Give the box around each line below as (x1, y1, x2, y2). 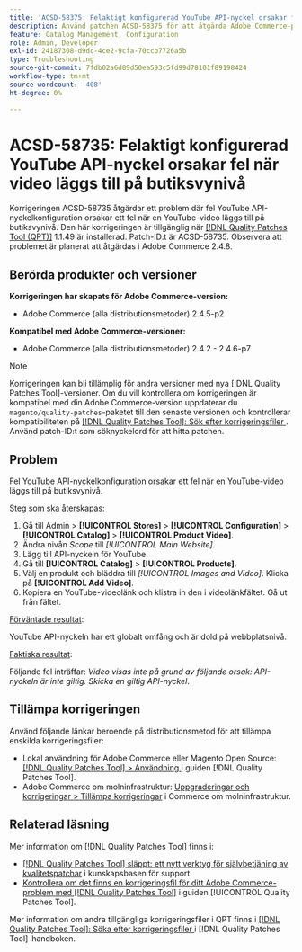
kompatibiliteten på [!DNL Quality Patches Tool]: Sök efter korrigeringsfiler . (9, 416, 289, 427)
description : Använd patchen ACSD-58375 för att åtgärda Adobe (9, 22, 252, 31)
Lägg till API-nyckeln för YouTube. (22, 549, 148, 560)
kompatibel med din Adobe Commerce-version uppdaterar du (9, 397, 238, 408)
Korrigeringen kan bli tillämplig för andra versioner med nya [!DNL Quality (9, 378, 281, 389)
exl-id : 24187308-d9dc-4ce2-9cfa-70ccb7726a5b (9, 47, 187, 56)
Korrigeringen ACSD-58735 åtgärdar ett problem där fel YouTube (9, 203, 250, 214)
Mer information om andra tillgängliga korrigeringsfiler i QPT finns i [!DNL (9, 913, 280, 924)
